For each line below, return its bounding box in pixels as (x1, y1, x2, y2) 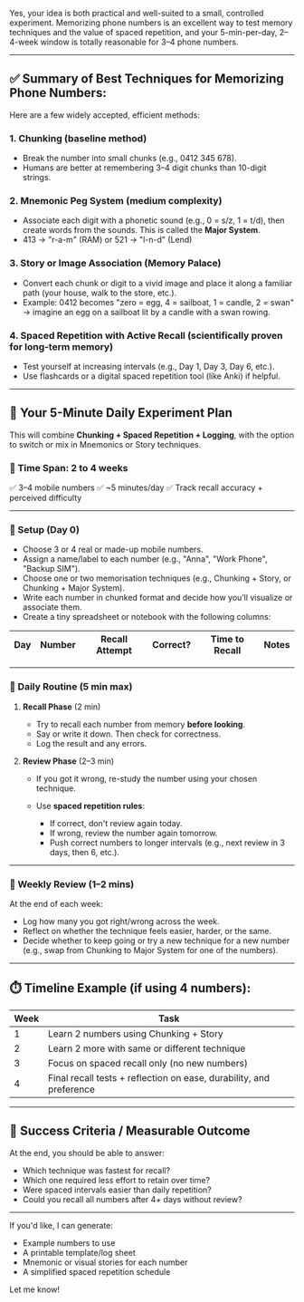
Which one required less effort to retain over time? (22, 1174, 211, 1185)
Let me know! (9, 1284, 61, 1295)
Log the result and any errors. (35, 738, 147, 748)
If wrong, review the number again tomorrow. (49, 827, 218, 838)
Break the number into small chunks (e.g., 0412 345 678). (22, 153, 237, 164)
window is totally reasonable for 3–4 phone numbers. (40, 36, 239, 47)
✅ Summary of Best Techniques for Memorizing (9, 72, 285, 87)
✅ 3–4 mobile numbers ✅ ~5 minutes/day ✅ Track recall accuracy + (9, 482, 263, 493)
